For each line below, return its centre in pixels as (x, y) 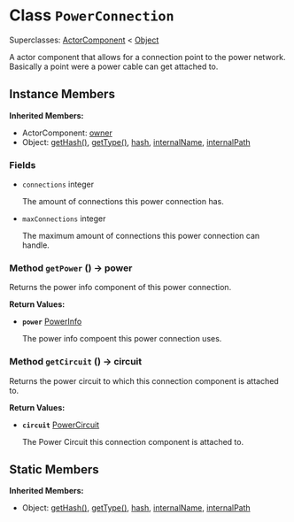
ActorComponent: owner (67, 133)
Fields (23, 165)
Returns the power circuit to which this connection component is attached (144, 380)
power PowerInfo (52, 322)
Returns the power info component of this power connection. (120, 288)
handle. (36, 245)
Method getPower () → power (71, 268)
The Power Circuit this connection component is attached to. (133, 441)
